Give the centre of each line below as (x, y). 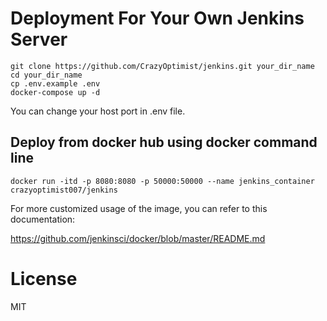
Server (39, 39)
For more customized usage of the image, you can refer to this (139, 208)
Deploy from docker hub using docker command (164, 142)
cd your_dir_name (46, 75)
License (44, 278)
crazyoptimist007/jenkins (64, 190)
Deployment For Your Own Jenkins (157, 18)
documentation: (43, 219)
